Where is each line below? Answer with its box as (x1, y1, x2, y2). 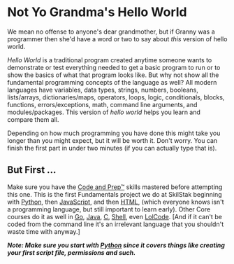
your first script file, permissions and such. (7, 248, 136, 256)
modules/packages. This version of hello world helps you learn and (7, 108, 201, 116)
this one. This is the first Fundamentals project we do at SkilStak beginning (7, 190, 222, 198)
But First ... (7, 164, 57, 176)
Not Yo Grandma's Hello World (7, 4, 187, 20)
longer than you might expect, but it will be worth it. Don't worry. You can (7, 136, 218, 144)
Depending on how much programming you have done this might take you (7, 129, 221, 137)
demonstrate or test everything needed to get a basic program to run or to (7, 63, 221, 71)
